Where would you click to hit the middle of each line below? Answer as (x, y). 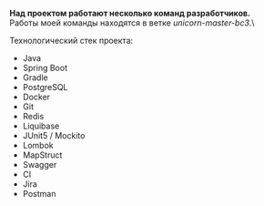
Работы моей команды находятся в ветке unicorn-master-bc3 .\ (132, 23)
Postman (39, 194)
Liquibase (41, 126)
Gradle (35, 77)
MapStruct (42, 155)
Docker (36, 97)
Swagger (40, 165)
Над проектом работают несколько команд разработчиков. (130, 13)
